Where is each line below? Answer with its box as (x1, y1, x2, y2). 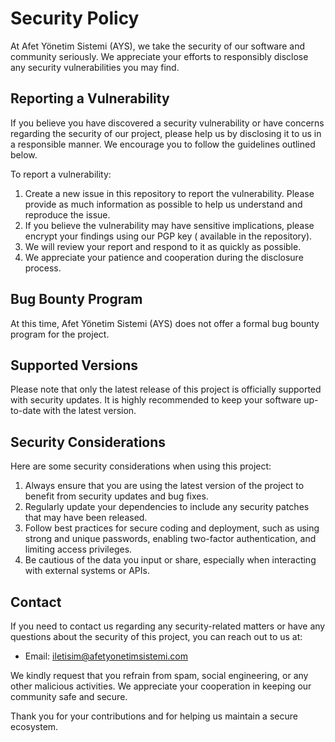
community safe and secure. (10, 691, 128, 702)
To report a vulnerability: (10, 168, 112, 180)
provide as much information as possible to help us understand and (24, 198, 303, 210)
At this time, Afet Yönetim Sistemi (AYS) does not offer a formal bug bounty (10, 317, 320, 329)
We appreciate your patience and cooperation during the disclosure (24, 251, 304, 263)
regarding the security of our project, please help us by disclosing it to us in (10, 127, 322, 139)
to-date (10, 405, 42, 417)
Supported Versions (10, 357, 138, 374)
